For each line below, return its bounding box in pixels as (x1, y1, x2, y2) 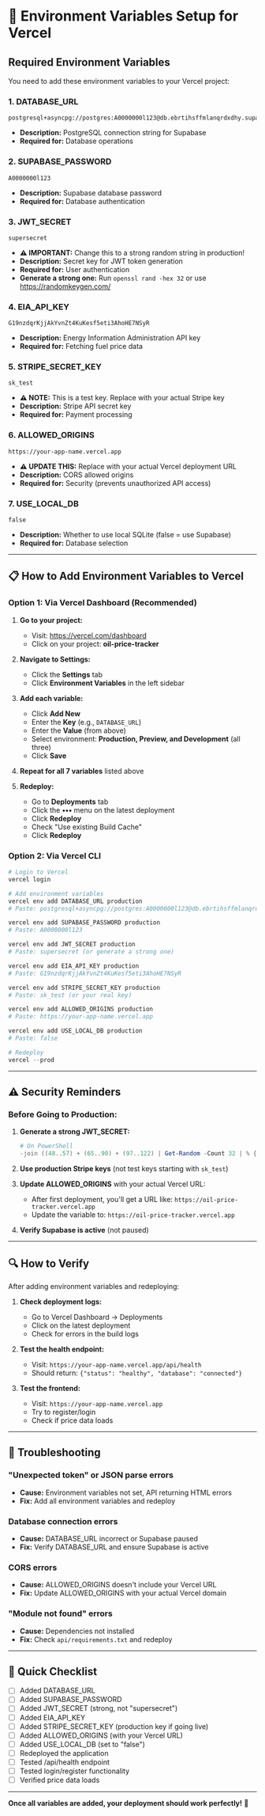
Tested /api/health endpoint (19, 1757, 110, 1767)
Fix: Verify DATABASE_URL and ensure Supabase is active (19, 1542, 209, 1552)
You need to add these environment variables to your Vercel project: (8, 77, 230, 85)
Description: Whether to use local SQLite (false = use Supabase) (19, 530, 231, 540)
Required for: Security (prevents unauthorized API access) (19, 478, 211, 487)
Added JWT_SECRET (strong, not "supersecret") (19, 1704, 178, 1713)
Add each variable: (19, 693, 84, 703)
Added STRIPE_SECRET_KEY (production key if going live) (19, 1721, 209, 1731)
